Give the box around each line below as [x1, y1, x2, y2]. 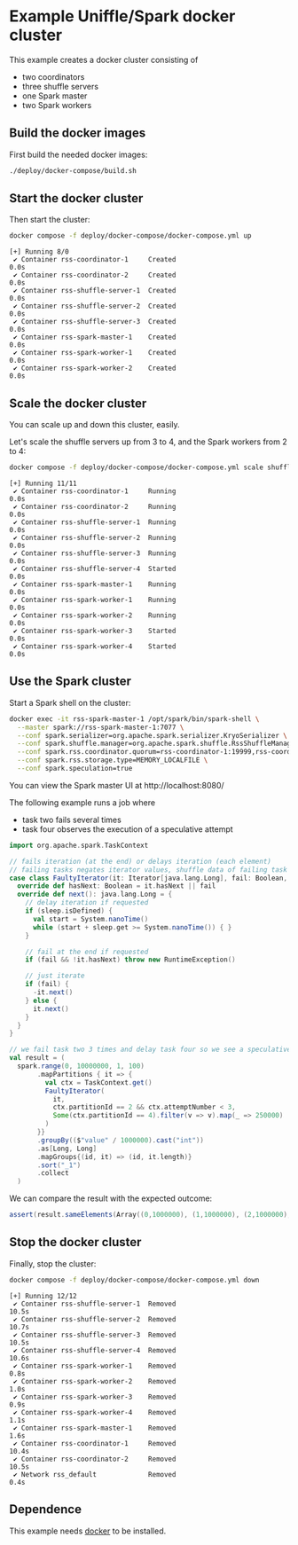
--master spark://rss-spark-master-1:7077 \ [17, 723, 184, 732]
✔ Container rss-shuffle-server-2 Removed [12, 1314, 176, 1323]
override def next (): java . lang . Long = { [17, 890, 173, 899]
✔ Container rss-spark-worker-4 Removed [12, 1408, 176, 1416]
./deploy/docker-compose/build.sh [9, 166, 137, 175]
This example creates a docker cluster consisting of [9, 54, 199, 65]
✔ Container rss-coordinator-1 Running [12, 487, 176, 496]
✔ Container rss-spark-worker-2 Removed [12, 1376, 176, 1385]
